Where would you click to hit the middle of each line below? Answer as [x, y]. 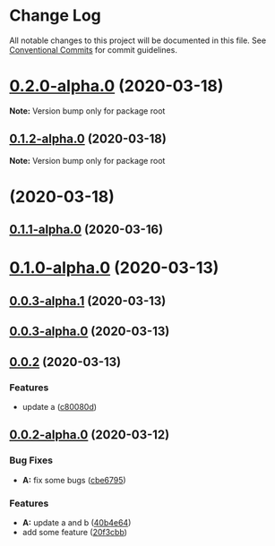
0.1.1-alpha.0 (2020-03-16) [86, 230]
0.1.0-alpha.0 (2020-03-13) [114, 268]
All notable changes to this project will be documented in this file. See [138, 40]
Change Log [55, 16]
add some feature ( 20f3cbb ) [75, 532]
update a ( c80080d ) [59, 406]
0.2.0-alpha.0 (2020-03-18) [116, 86]
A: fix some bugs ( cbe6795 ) [74, 480]
